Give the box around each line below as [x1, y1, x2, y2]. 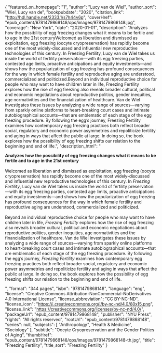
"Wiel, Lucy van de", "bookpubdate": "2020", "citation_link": [5, 9, 124, 15]
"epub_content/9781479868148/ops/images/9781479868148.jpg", [5, 19, 136, 25]
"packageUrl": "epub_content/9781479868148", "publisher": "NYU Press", [5, 311, 152, 317]
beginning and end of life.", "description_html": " [5, 143, 101, 149]
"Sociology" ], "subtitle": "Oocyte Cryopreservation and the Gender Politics [5, 327, 155, 333]
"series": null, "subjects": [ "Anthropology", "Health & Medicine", [5, 322, 133, 327]
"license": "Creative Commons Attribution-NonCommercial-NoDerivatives [5, 291, 152, 296]
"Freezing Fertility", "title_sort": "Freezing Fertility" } [5, 342, 108, 348]
